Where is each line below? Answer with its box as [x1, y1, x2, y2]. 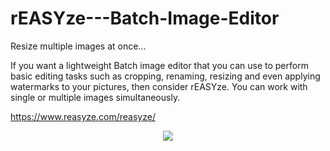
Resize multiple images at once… [10, 40, 147, 52]
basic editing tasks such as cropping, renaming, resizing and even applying [10, 70, 321, 82]
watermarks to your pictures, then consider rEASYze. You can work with [10, 80, 308, 92]
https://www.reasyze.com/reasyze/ [10, 110, 156, 122]
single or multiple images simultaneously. [10, 91, 181, 103]
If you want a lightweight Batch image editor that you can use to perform [10, 59, 309, 71]
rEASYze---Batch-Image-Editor [10, 7, 280, 30]
